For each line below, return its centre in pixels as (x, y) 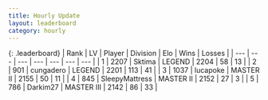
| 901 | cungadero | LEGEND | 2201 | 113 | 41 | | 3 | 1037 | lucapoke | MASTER (134, 70)
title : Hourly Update (44, 16)
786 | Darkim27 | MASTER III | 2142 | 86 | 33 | (83, 87)
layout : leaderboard (43, 23)
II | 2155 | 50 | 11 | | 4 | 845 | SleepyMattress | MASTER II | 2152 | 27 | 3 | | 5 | (134, 79)
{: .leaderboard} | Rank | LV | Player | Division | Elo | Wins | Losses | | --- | (129, 54)
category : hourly (37, 30)
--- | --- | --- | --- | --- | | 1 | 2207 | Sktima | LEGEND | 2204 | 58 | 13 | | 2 (137, 62)
